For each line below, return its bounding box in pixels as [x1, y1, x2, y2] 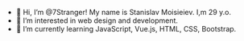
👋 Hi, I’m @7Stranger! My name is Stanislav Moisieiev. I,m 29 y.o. [15, 8, 232, 17]
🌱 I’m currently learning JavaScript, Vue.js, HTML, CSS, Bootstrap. [15, 24, 237, 33]
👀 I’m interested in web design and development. [15, 16, 179, 25]
